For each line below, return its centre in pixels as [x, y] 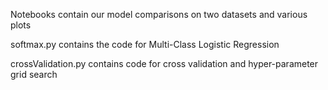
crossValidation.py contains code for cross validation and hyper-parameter [164, 63]
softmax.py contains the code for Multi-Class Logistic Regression [145, 44]
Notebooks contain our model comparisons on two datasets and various [159, 14]
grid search [34, 74]
